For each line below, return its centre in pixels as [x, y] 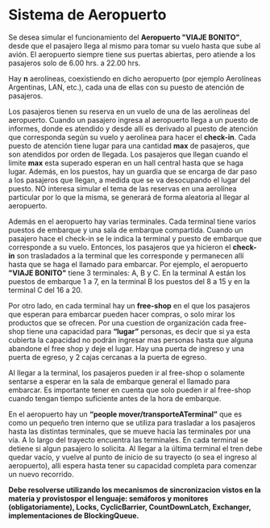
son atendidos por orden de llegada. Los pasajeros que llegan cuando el [128, 154]
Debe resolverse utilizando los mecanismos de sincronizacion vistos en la [135, 489]
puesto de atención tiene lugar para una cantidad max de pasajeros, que [129, 145]
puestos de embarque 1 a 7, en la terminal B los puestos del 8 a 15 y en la [129, 281]
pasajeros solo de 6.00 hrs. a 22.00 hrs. [75, 63]
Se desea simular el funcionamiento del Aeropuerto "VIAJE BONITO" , [125, 37]
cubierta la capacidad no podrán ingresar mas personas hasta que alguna [131, 340]
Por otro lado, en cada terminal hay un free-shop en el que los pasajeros [129, 305]
